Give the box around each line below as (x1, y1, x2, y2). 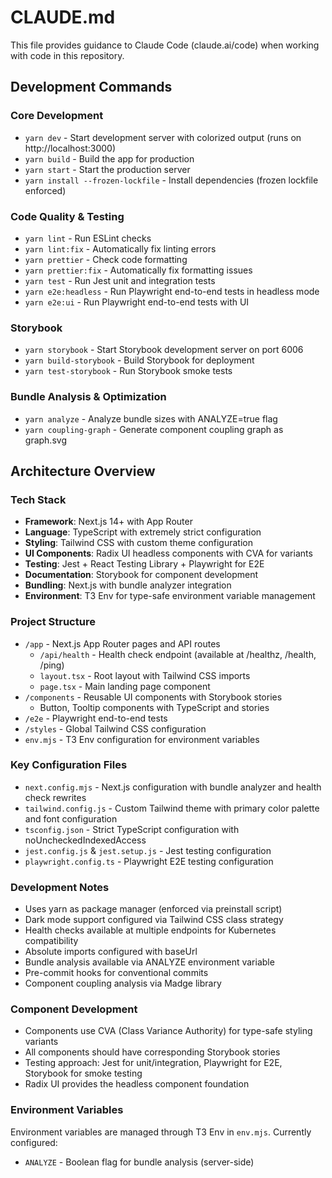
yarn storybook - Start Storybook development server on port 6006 (24, 344, 304, 356)
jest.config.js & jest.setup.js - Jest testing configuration (24, 844, 272, 856)
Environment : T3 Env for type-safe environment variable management (24, 590, 316, 602)
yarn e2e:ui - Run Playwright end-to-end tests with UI (24, 296, 250, 308)
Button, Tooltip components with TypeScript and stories (39, 701, 270, 713)
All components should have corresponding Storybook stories (24, 1046, 281, 1058)
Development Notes (10, 880, 110, 894)
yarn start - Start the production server (24, 163, 191, 175)
